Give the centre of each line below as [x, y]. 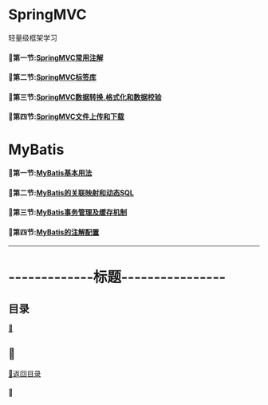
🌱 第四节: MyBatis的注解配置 [54, 232]
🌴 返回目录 [25, 374]
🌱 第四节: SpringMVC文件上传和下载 [67, 116]
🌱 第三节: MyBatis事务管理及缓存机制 [68, 212]
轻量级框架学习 [33, 37]
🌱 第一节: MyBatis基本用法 [50, 173]
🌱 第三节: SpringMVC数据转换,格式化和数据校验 [85, 96]
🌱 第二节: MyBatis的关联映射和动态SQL [71, 192]
